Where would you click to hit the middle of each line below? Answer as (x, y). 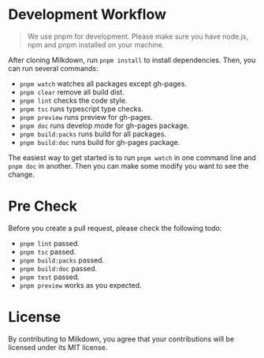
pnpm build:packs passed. (62, 260)
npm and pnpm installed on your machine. (96, 44)
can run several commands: (53, 68)
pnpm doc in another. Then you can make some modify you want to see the (128, 166)
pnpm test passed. (50, 277)
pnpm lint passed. (50, 243)
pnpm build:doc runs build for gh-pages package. (100, 142)
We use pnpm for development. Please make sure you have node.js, (138, 36)
